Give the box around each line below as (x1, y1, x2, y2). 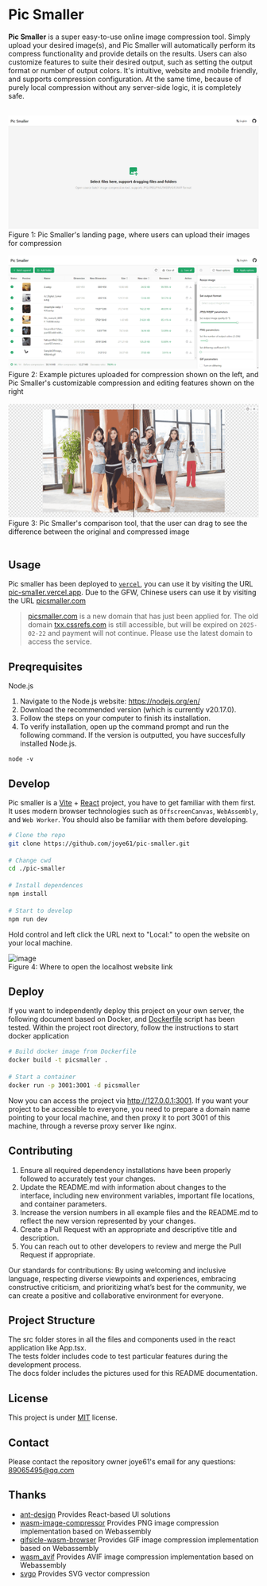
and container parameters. (19, 1199, 107, 1209)
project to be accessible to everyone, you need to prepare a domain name (8, 1104, 250, 1113)
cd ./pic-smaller (8, 865, 66, 873)
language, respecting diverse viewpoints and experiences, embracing (8, 1273, 237, 1283)
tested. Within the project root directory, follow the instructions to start (8, 1023, 239, 1032)
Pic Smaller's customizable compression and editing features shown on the (8, 378, 255, 388)
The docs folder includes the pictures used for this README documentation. (8, 1369, 258, 1378)
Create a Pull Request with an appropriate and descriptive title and (19, 1224, 237, 1234)
